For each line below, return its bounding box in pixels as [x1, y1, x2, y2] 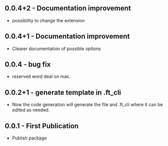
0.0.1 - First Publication [5, 121, 79, 130]
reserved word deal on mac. [12, 73, 71, 80]
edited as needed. [12, 107, 50, 113]
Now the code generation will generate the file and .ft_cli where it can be [12, 102, 163, 108]
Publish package [12, 135, 47, 141]
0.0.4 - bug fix [5, 60, 51, 69]
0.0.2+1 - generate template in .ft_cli [5, 88, 122, 96]
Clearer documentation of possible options [12, 45, 101, 52]
